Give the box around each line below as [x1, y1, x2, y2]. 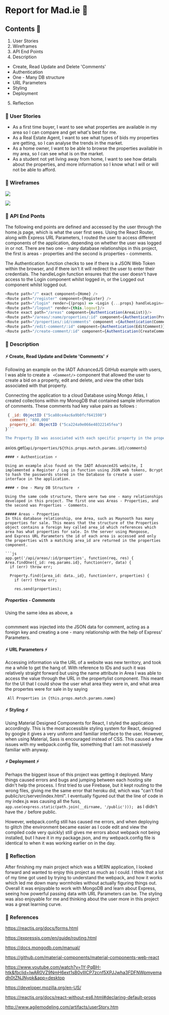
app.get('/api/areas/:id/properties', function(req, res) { [5, 556, 134, 561]
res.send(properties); [14, 587, 62, 592]
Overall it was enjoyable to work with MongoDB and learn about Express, [5, 885, 156, 891]
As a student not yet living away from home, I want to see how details [12, 156, 157, 162]
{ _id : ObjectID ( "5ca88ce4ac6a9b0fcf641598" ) [7, 412, 107, 418]
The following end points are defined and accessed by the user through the [5, 224, 162, 230]
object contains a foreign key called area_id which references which [5, 525, 156, 530]
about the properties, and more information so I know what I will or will [12, 161, 159, 167]
